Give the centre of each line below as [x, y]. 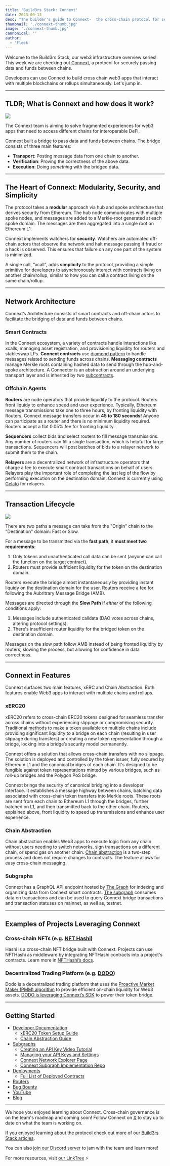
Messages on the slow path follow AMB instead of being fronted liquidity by [84, 644]
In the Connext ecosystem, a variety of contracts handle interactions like [81, 343]
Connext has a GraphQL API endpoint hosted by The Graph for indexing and [84, 887]
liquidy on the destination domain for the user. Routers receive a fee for [79, 588]
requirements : [20, 547]
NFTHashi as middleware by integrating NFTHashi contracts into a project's [84, 954]
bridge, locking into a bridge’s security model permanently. [67, 744]
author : [13, 38]
